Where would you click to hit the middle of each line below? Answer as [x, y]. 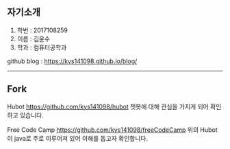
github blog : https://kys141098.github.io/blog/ [72, 61]
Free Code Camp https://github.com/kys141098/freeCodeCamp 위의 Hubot [112, 130]
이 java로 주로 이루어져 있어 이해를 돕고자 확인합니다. [78, 138]
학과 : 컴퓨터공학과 [42, 47]
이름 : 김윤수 [34, 38]
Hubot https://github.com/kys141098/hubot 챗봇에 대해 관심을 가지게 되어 [108, 106]
